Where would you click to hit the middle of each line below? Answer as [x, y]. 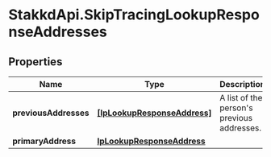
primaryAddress [44, 141]
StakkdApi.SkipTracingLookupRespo [134, 15]
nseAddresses [58, 32]
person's [236, 108]
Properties [35, 62]
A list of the [241, 98]
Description [242, 84]
